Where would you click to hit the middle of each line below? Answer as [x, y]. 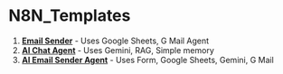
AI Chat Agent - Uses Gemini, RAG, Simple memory [118, 50]
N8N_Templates [70, 16]
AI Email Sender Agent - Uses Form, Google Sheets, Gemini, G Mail [148, 60]
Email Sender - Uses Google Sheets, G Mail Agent [115, 41]
